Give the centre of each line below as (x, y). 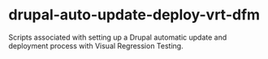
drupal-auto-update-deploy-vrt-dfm (134, 15)
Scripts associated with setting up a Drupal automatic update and (118, 37)
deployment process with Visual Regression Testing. (96, 45)
